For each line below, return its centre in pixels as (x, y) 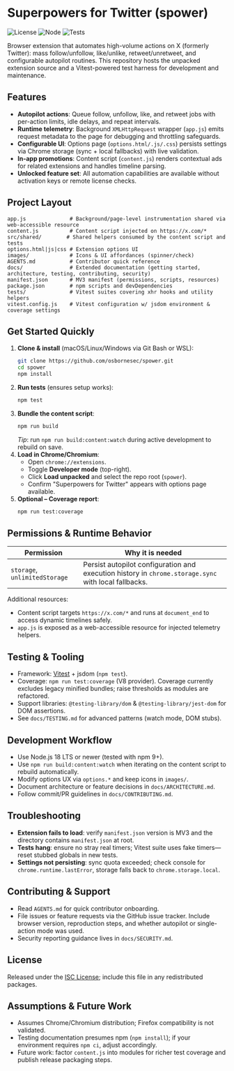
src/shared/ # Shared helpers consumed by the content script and (117, 237)
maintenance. (27, 75)
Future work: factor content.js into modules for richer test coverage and (122, 1053)
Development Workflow (60, 740)
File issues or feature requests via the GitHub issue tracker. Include (114, 916)
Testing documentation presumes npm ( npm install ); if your (104, 1038)
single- (208, 923)
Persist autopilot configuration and (140, 565)
